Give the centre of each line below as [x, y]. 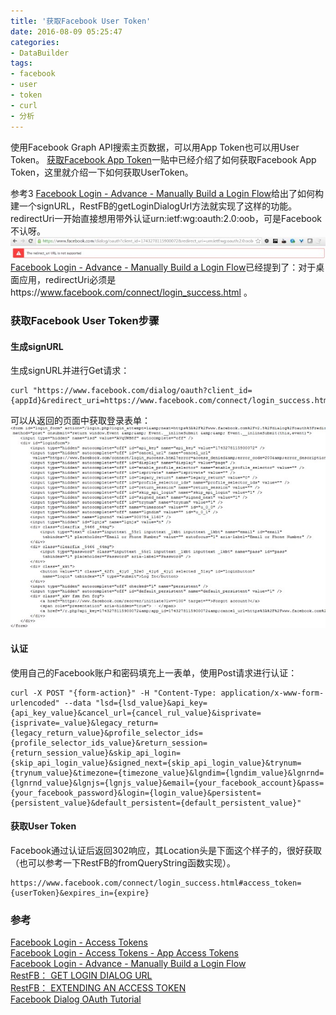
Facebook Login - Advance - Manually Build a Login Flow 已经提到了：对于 [163, 267]
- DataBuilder [40, 53]
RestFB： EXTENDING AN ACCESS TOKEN [98, 988]
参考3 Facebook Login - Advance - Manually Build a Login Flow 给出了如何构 [167, 193]
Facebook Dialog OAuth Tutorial [76, 999]
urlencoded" [35, 703]
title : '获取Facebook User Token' [81, 21]
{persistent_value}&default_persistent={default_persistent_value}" [156, 803]
